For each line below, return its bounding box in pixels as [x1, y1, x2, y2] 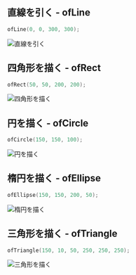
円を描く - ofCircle [7, 117, 89, 129]
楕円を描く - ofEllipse [7, 172, 102, 184]
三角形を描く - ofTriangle [7, 228, 118, 240]
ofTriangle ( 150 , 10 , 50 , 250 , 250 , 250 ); [7, 247, 130, 254]
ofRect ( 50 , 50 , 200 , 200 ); [7, 81, 86, 88]
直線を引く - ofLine [7, 6, 91, 19]
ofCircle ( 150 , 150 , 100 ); [7, 136, 83, 143]
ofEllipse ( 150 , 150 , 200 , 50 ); [7, 191, 99, 198]
